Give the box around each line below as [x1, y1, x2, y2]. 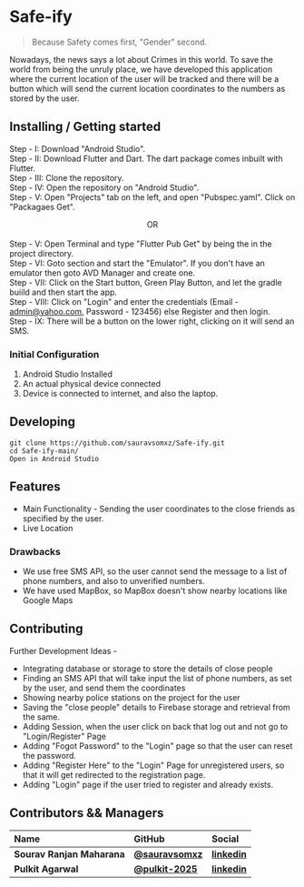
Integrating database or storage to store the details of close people [22, 662, 274, 674]
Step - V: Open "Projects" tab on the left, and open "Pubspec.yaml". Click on [9, 191, 296, 202]
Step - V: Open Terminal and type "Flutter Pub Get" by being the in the [9, 238, 272, 249]
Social [211, 832, 240, 845]
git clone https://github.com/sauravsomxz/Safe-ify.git [9, 438, 225, 448]
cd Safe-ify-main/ [9, 446, 79, 456]
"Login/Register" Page [22, 731, 107, 741]
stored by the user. [9, 93, 80, 104]
